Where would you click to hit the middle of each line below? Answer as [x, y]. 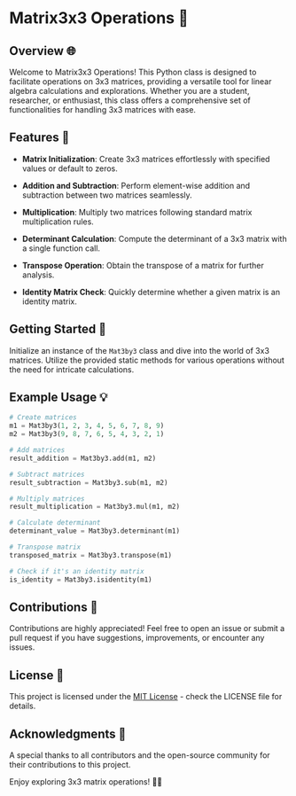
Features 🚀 [39, 138]
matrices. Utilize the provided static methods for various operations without [147, 360]
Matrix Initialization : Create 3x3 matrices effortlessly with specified [146, 159]
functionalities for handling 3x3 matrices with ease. [103, 109]
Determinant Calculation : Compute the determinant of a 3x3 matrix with [154, 238]
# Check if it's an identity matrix [77, 571]
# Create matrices [43, 418]
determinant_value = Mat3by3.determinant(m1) [94, 531]
